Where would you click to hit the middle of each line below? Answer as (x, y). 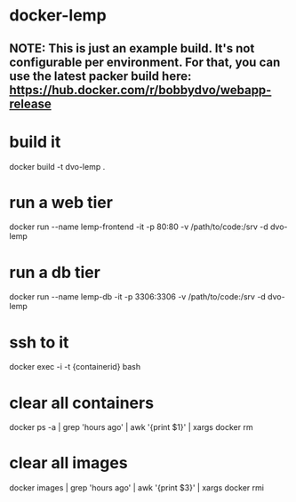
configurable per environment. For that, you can (145, 62)
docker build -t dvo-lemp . (57, 166)
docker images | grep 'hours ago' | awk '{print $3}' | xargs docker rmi (137, 488)
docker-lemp (58, 16)
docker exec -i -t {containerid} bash (75, 367)
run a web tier (61, 202)
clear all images (68, 463)
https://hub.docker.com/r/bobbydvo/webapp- (140, 90)
